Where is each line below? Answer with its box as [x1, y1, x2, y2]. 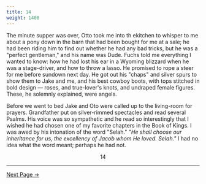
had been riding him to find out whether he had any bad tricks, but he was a [6, 44, 198, 52]
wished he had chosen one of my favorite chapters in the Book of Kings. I [6, 121, 192, 129]
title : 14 [6, 9, 32, 15]
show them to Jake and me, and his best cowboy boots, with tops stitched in [6, 77, 200, 85]
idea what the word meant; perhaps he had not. [6, 141, 127, 148]
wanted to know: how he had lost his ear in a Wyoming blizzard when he [6, 58, 189, 65]
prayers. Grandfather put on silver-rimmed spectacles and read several [6, 109, 186, 116]
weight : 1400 [6, 15, 40, 21]
